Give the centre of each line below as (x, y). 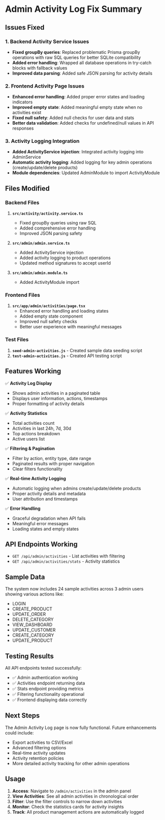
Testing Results (30, 656)
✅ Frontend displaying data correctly (49, 700)
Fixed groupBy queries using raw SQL (58, 223)
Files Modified (28, 188)
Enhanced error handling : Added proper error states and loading (78, 97)
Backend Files (22, 202)
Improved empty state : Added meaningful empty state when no (77, 107)
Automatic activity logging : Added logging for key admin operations (82, 162)
